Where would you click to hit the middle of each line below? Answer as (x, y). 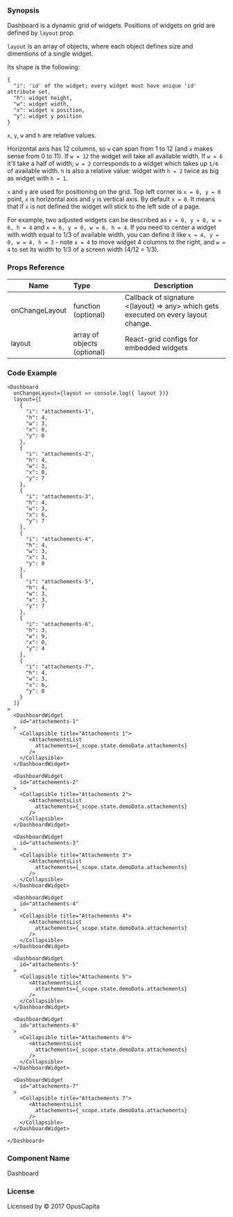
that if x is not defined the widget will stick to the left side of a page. (104, 206)
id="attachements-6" (49, 1025)
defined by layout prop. (41, 33)
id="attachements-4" (49, 904)
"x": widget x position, (49, 110)
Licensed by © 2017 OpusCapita (54, 1207)
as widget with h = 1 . (37, 179)
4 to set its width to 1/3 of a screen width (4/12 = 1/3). (83, 249)
